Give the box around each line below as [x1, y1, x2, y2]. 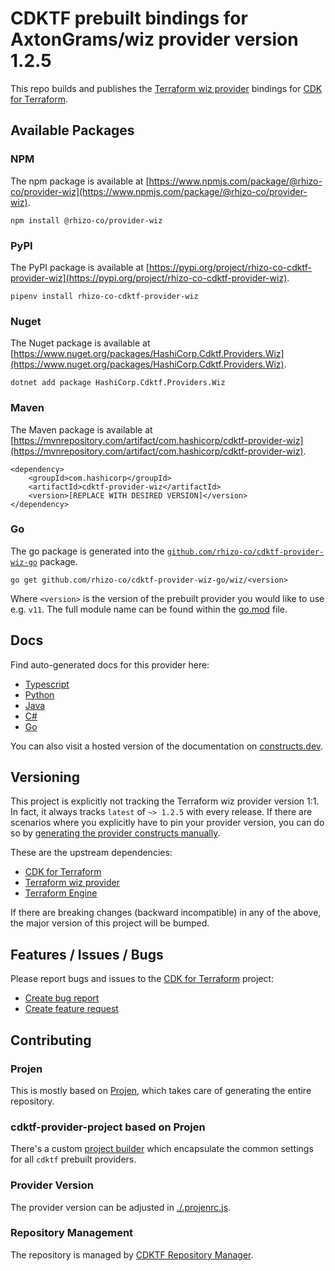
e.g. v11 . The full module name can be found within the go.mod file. [10, 603, 288, 615]
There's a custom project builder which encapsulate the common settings [10, 1143, 314, 1155]
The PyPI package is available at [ [10, 261, 150, 273]
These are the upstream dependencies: [10, 847, 173, 859]
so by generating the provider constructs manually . [10, 827, 221, 839]
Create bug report [24, 992, 100, 1004]
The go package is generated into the [10, 545, 165, 557]
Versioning [10, 769, 80, 786]
